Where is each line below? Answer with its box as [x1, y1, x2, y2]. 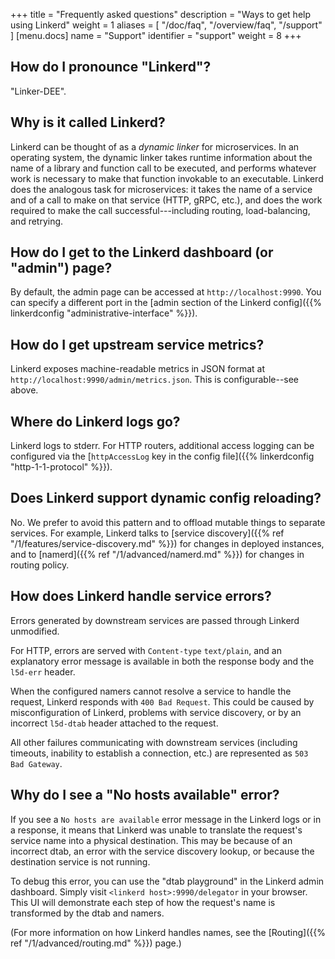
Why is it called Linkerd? [10, 114, 166, 131]
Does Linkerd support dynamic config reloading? [10, 490, 322, 507]
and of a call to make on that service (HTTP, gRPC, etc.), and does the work [10, 194, 323, 206]
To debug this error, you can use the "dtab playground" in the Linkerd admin [10, 875, 325, 887]
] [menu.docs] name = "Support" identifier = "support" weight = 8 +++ [10, 30, 302, 41]
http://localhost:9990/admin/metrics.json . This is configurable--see [10, 374, 300, 386]
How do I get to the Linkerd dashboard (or [10, 244, 274, 261]
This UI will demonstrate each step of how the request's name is [10, 896, 276, 908]
